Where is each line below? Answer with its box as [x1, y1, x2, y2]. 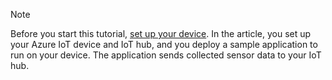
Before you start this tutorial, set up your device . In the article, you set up [10, 28, 312, 39]
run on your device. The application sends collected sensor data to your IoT [10, 49, 322, 61]
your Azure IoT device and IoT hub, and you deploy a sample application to [10, 39, 318, 50]
